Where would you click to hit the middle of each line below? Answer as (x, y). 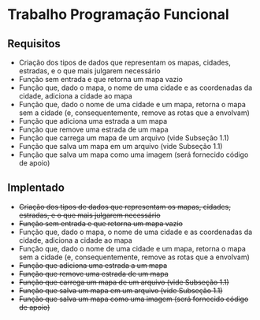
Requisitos (34, 44)
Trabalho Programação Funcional (118, 15)
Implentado (36, 188)
